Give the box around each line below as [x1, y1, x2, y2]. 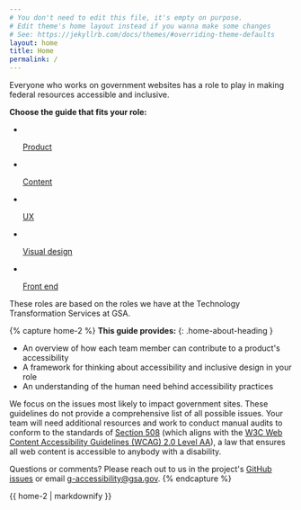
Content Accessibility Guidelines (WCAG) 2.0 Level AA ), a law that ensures [9, 437, 286, 447]
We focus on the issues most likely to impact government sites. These [9, 398, 269, 409]
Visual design [22, 246, 74, 256]
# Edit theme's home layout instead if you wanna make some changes [9, 22, 271, 31]
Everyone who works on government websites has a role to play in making [9, 80, 285, 90]
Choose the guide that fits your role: [9, 107, 147, 117]
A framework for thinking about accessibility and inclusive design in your [22, 362, 292, 372]
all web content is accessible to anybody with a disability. [9, 446, 222, 457]
